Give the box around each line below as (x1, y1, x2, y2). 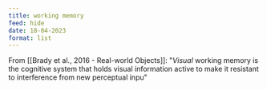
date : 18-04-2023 (8, 26, 67, 34)
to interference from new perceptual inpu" (8, 72, 148, 82)
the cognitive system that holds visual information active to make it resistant (8, 65, 259, 74)
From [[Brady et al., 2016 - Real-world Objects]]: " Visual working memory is (8, 56, 259, 65)
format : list (8, 33, 52, 42)
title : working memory (8, 11, 84, 20)
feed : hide (8, 19, 45, 27)
